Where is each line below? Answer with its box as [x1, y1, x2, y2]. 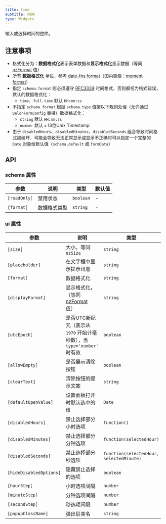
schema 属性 [5, 171, 36, 178]
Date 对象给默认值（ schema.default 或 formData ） [12, 141, 113, 147]
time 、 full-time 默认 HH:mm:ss [19, 97, 82, 104]
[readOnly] [7, 195, 33, 201]
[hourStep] [7, 483, 33, 489]
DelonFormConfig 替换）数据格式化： [12, 110, 86, 116]
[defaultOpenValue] [7, 399, 53, 405]
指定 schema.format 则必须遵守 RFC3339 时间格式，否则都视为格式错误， [12, 85, 161, 92]
